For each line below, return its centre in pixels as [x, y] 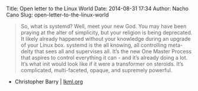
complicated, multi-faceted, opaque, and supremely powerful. [96, 70]
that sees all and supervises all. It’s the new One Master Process [113, 51]
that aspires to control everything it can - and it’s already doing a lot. [104, 58]
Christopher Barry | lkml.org [49, 82]
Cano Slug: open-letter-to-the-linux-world [58, 15]
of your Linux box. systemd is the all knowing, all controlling [94, 45]
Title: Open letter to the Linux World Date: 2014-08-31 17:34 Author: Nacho [97, 9]
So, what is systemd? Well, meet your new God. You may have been [103, 26]
